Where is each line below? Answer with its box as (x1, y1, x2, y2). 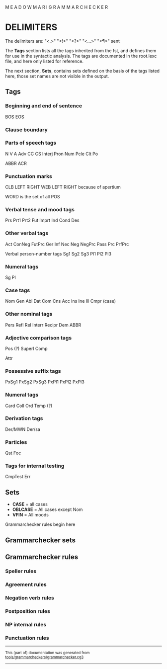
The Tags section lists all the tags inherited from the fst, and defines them (5, 47, 157, 54)
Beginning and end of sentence (5, 102, 83, 109)
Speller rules (5, 568, 37, 575)
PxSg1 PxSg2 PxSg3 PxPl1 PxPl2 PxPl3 (5, 379, 84, 385)
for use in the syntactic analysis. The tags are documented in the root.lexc (5, 53, 157, 59)
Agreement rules (5, 581, 47, 588)
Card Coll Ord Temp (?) (5, 403, 53, 409)
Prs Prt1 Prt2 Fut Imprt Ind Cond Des (5, 217, 80, 223)
